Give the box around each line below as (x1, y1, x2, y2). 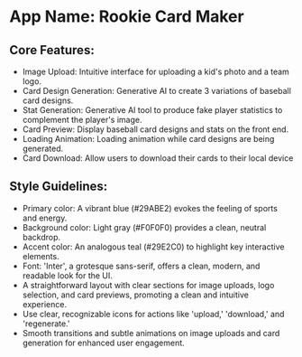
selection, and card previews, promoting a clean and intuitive (22, 289, 250, 300)
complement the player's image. (22, 115, 142, 125)
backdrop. (22, 231, 61, 242)
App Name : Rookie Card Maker (9, 6, 245, 27)
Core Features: (9, 42, 95, 58)
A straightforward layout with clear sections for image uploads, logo (22, 279, 275, 290)
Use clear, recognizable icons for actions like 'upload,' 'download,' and (22, 308, 285, 319)
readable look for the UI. (22, 269, 113, 281)
